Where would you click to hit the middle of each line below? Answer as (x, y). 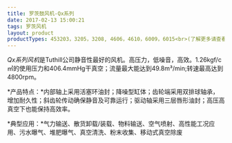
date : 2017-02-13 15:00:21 (46, 20)
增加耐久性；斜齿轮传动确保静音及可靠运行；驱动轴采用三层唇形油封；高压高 (116, 100)
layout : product (30, 33)
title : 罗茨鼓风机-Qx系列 (41, 13)
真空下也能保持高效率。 (40, 109)
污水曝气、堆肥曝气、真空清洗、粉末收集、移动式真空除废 (101, 133)
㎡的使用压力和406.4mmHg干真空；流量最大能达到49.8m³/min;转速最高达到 (115, 68)
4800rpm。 (23, 77)
